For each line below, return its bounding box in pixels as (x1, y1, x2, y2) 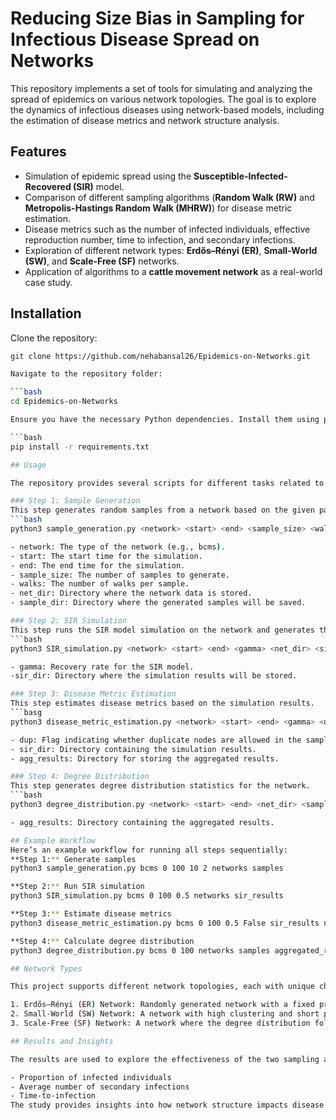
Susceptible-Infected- (193, 170, 288, 182)
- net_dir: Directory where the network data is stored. (10, 588, 253, 599)
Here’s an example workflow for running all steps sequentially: (10, 845, 288, 855)
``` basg (10, 708, 43, 718)
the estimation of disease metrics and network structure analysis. (10, 114, 280, 126)
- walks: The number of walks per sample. (10, 579, 190, 589)
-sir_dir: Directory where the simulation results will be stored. (10, 671, 298, 681)
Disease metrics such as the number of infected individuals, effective (24, 223, 311, 235)
